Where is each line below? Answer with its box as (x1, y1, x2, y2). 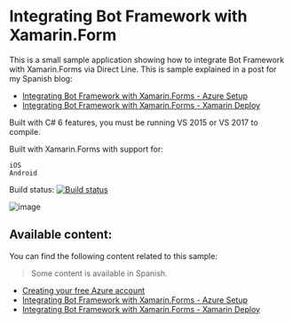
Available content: (9, 227, 113, 242)
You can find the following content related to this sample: (9, 250, 218, 261)
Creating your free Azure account (21, 285, 146, 295)
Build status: (9, 184, 55, 194)
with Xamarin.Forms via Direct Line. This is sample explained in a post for (9, 64, 277, 75)
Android (9, 169, 38, 177)
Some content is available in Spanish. (30, 268, 168, 279)
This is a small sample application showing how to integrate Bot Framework (9, 54, 285, 65)
